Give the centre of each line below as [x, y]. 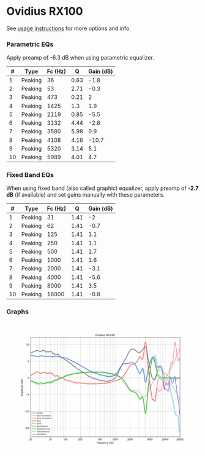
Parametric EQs [30, 44]
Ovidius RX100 [45, 11]
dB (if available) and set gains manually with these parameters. [86, 195]
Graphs [17, 312]
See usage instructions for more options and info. [69, 28]
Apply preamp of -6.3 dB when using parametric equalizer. [80, 58]
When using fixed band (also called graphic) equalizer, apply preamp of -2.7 [102, 188]
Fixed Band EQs [30, 175]
